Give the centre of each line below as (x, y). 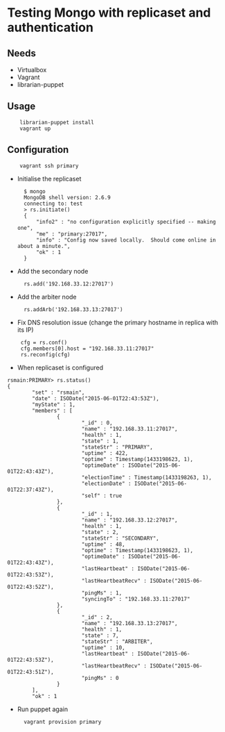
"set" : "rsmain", (58, 392)
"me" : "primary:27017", (72, 234)
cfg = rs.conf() (44, 342)
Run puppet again (42, 709)
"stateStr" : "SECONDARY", (120, 538)
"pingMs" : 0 (100, 678)
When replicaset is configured (60, 367)
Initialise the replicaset (49, 178)
